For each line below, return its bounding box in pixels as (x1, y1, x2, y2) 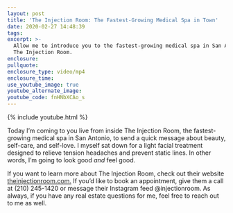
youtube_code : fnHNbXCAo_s (7, 94, 85, 101)
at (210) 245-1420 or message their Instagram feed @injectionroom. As (7, 185, 211, 192)
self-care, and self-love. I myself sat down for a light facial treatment (7, 142, 203, 149)
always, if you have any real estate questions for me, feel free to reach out (7, 191, 220, 200)
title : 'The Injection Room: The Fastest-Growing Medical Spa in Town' (7, 17, 218, 24)
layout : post (7, 10, 45, 17)
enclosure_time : (7, 74, 54, 82)
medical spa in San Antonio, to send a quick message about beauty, (32, 134, 226, 142)
